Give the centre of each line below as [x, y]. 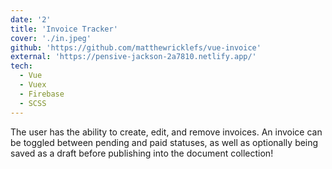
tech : [21, 66]
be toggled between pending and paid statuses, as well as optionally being [164, 142]
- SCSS [33, 103]
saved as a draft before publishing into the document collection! [142, 153]
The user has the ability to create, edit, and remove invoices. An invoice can [166, 132]
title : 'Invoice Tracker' [64, 29]
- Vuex [33, 85]
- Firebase [42, 94]
